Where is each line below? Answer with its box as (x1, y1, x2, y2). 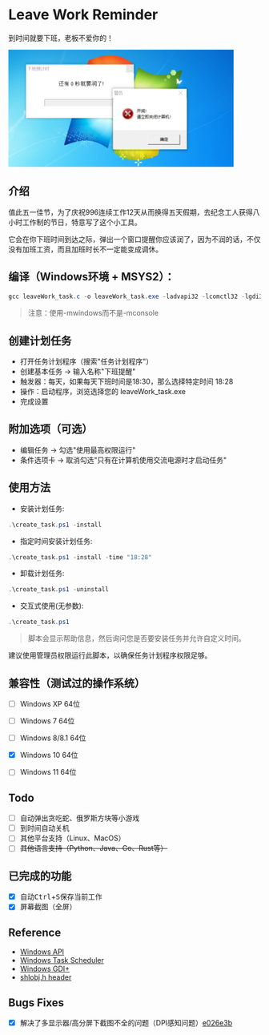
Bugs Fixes (8, 996, 65, 1009)
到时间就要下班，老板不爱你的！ (8, 33, 114, 42)
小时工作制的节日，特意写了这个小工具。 (8, 217, 142, 227)
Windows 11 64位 (19, 767, 77, 777)
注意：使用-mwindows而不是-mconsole (27, 308, 159, 318)
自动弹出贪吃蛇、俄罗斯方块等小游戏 (19, 813, 140, 823)
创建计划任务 (8, 334, 72, 348)
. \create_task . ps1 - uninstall (8, 586, 110, 594)
